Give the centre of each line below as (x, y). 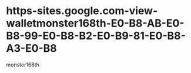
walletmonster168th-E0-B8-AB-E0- (95, 23)
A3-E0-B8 (31, 49)
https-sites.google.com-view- (82, 11)
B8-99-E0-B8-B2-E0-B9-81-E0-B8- (96, 36)
